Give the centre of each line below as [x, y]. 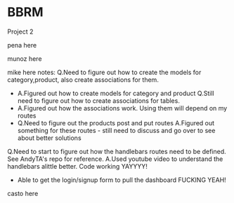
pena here [22, 45]
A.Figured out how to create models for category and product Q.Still [116, 93]
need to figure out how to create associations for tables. [99, 100]
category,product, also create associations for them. [83, 79]
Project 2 [20, 31]
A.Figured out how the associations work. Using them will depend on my [122, 108]
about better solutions [50, 138]
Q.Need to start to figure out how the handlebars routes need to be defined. [117, 151]
